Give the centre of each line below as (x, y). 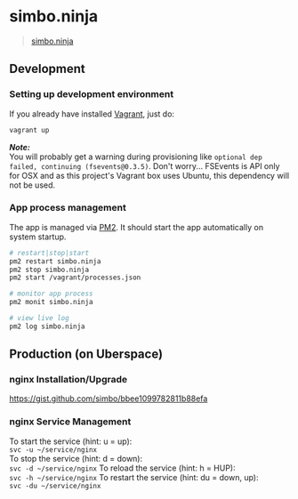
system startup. (38, 237)
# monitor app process (51, 294)
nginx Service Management (70, 422)
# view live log (39, 318)
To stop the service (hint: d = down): (76, 458)
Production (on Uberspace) (86, 354)
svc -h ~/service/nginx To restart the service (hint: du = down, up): (134, 477)
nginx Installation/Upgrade (68, 380)
